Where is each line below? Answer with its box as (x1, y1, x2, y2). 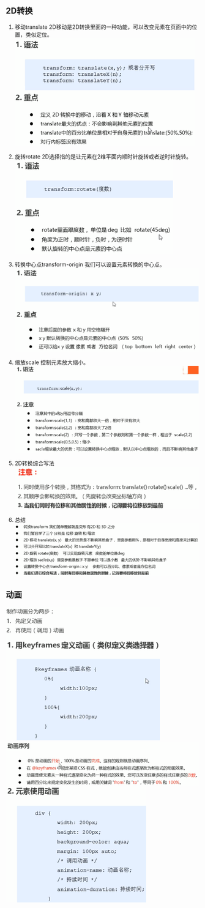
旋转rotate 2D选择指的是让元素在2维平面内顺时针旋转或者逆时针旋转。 (14, 152, 192, 160)
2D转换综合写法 (14, 460, 54, 467)
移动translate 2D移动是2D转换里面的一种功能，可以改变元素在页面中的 (14, 23, 192, 31)
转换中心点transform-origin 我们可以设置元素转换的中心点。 (14, 261, 165, 268)
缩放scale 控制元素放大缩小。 (14, 359, 89, 366)
